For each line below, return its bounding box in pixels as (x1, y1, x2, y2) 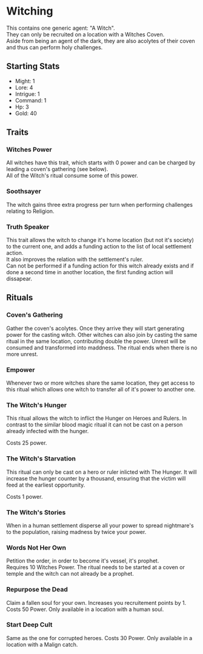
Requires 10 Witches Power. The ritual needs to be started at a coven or (6, 564, 185, 571)
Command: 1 (15, 96, 47, 104)
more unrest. (6, 350, 38, 357)
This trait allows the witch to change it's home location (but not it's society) (6, 237, 194, 244)
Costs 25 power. (6, 439, 47, 447)
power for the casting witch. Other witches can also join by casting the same (6, 331, 198, 338)
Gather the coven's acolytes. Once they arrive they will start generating (6, 325, 185, 332)
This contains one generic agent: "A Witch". (6, 24, 115, 32)
